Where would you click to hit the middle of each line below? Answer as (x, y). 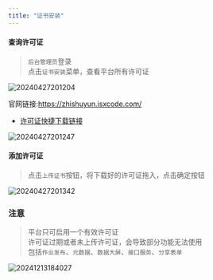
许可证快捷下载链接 (51, 120)
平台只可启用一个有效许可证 (73, 232)
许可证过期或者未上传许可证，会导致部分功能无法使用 (115, 242)
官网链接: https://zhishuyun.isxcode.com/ (75, 104)
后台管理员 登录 (50, 61)
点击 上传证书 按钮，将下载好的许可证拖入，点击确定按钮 (116, 175)
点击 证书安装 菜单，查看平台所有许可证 (88, 71)
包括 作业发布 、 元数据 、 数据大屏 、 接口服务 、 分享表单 (105, 252)
